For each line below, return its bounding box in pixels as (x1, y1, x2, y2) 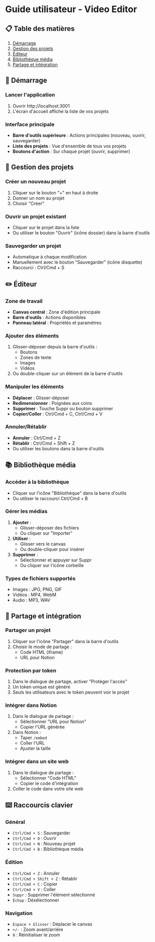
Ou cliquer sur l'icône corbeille (20, 562, 84, 568)
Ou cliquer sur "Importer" (20, 530, 73, 536)
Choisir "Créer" (12, 200, 44, 206)
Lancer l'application (5, 91, 55, 98)
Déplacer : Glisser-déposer (12, 395, 69, 401)
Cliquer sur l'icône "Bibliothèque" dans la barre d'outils (12, 490, 127, 496)
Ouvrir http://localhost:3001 (12, 102, 70, 109)
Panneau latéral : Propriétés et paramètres (12, 320, 102, 326)
